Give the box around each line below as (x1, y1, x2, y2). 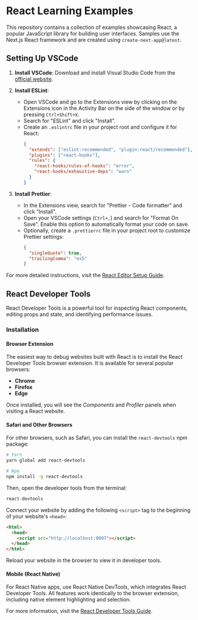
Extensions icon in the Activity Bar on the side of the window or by (23, 105, 185, 112)
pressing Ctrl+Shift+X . (23, 111, 80, 118)
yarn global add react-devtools (6, 457, 85, 463)
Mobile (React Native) (6, 570, 61, 577)
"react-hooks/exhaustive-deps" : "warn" (34, 168, 133, 175)
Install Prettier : (14, 190, 52, 197)
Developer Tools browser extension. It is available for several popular (6, 359, 174, 367)
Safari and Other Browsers (6, 421, 72, 428)
